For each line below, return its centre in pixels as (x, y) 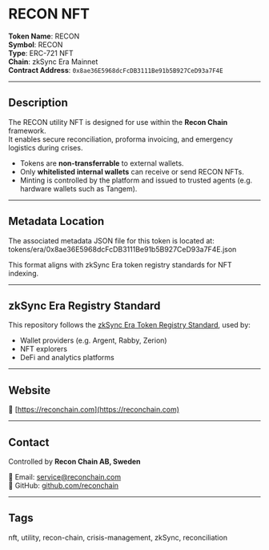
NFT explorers (44, 349)
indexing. (24, 273)
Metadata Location (56, 221)
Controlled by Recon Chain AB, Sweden (75, 462)
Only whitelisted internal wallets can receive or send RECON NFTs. (132, 171)
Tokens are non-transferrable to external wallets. (102, 163)
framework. (27, 130)
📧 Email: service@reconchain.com (65, 477)
